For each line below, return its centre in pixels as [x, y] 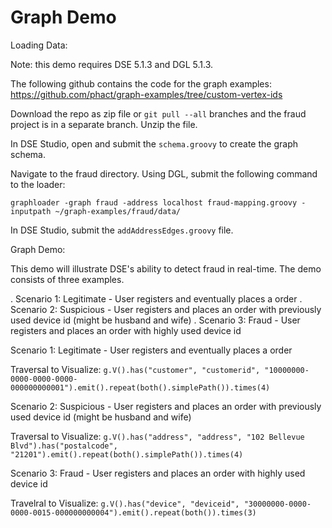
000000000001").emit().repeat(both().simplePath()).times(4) [140, 387]
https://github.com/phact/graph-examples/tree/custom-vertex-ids [146, 94]
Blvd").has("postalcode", [64, 446]
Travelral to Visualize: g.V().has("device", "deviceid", [125, 503]
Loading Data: [39, 45]
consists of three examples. [67, 279]
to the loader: [38, 184]
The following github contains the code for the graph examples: [141, 83]
